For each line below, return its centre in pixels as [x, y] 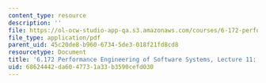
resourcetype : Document [47, 52]
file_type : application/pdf [55, 38]
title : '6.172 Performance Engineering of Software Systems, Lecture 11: [133, 60]
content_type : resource [47, 15]
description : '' [35, 23]
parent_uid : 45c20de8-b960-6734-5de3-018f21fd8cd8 [93, 45]
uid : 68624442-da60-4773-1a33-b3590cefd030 [81, 67]
